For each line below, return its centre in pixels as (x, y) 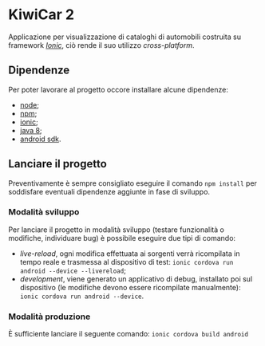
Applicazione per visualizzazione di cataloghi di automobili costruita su (125, 37)
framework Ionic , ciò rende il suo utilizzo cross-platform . (101, 45)
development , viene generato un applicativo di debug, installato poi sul (136, 279)
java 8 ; (31, 130)
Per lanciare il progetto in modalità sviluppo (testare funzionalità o (117, 230)
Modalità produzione (49, 317)
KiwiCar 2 (41, 15)
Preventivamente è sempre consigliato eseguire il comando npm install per (133, 183)
